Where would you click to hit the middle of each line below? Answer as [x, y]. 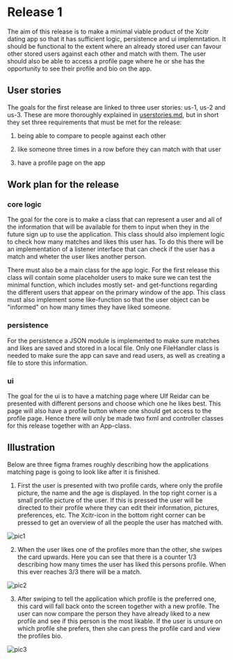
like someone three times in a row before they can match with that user [119, 149]
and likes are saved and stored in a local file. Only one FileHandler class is [113, 348]
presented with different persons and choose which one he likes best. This [114, 404]
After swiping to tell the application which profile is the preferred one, [117, 599]
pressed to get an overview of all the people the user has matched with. [120, 522]
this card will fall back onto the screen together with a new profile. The [118, 606]
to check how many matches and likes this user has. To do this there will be [115, 242]
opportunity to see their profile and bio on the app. [80, 68]
